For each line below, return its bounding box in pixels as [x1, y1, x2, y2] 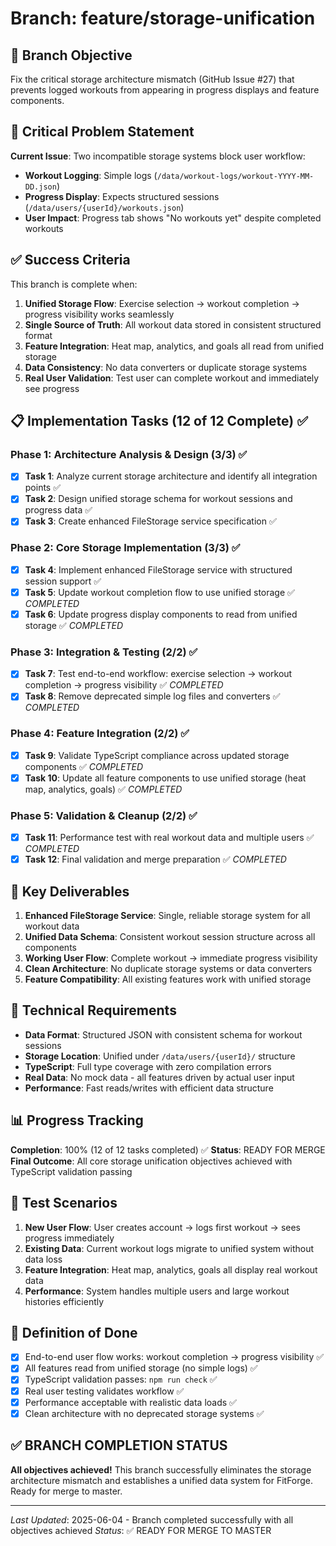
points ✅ [24, 482, 62, 494]
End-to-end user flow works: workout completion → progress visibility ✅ [24, 1351, 325, 1363]
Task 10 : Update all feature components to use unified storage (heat [24, 772, 307, 784]
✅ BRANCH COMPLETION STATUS [10, 1437, 228, 1454]
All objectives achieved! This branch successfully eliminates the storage [10, 1463, 312, 1476]
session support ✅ [24, 575, 102, 587]
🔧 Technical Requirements [10, 1002, 177, 1019]
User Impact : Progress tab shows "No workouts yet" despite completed [24, 212, 322, 224]
